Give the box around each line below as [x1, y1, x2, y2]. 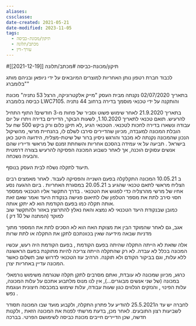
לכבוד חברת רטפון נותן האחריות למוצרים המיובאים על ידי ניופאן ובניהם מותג [6, 74, 173, 81]
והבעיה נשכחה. [6, 152, 39, 159]
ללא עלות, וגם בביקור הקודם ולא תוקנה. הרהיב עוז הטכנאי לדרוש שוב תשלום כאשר [6, 254, 187, 261]
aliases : [6, 8, 27, 15]
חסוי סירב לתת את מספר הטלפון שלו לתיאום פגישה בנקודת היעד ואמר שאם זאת [6, 193, 181, 200]
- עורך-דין [11, 47, 32, 53]
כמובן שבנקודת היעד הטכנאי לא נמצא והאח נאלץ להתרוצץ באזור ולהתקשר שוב [6, 206, 178, 213]
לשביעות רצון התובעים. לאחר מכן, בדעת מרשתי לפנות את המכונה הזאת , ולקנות [6, 307, 181, 314]
